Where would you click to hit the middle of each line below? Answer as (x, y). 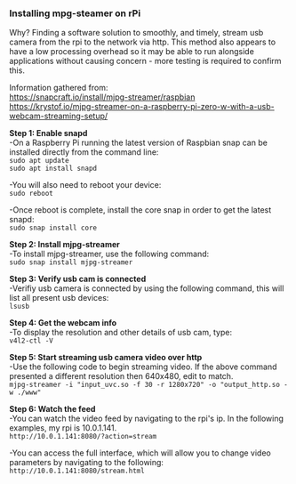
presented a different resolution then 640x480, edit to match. (121, 376)
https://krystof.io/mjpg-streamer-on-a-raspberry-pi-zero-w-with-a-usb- (142, 107)
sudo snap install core (53, 228)
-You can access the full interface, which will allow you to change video (140, 453)
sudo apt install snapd (53, 169)
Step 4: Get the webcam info (63, 323)
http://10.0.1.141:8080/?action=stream (83, 437)
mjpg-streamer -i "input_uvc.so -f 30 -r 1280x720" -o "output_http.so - (149, 385)
